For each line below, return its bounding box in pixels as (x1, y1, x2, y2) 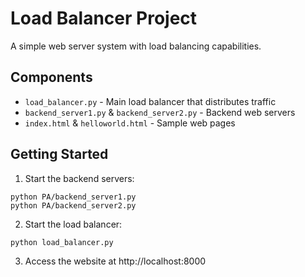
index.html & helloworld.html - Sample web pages (24, 117, 236, 129)
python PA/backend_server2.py (10, 200, 137, 211)
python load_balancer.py (10, 237, 114, 247)
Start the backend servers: (24, 172, 135, 184)
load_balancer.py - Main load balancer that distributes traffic (24, 95, 277, 107)
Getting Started (10, 146, 109, 163)
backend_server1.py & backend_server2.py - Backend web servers (24, 106, 296, 118)
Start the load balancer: (24, 218, 123, 230)
